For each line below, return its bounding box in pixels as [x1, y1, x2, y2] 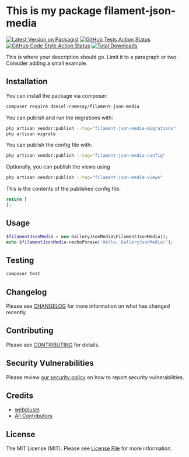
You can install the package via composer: [6, 92, 108, 99]
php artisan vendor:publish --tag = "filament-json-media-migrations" [6, 125, 176, 131]
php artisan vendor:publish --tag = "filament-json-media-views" [6, 174, 163, 181]
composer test [6, 271, 41, 277]
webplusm [14, 406, 40, 413]
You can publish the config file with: [6, 142, 92, 149]
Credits [6, 390, 34, 400]
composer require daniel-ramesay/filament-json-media [6, 104, 140, 109]
